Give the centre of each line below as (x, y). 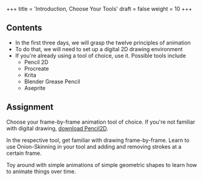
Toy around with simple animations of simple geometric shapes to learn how (102, 165)
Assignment (30, 107)
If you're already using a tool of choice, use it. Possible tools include (101, 55)
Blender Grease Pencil (52, 81)
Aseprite (35, 88)
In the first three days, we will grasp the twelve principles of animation (103, 43)
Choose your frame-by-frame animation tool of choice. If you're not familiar (101, 122)
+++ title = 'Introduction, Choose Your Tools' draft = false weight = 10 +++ (99, 9)
